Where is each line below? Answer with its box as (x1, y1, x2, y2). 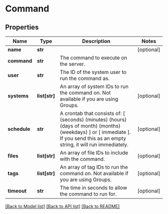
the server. (59, 60, 85, 67)
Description (81, 38, 111, 44)
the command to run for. (59, 190, 117, 197)
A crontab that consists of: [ (59, 110, 125, 116)
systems (7, 92, 29, 99)
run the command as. (59, 75, 110, 81)
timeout (7, 187, 26, 194)
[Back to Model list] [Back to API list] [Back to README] (5, 203, 120, 209)
